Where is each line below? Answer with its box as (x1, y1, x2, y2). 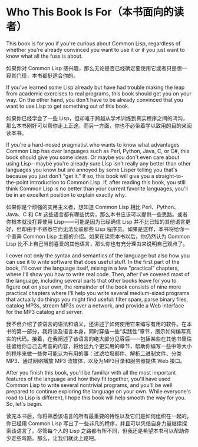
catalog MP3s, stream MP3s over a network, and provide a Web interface (6, 302, 184, 309)
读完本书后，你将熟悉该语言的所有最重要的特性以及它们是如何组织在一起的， (6, 412, 192, 419)
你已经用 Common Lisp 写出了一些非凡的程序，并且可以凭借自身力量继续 (6, 419, 182, 427)
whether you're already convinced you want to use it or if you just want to (6, 46, 185, 53)
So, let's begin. (6, 400, 43, 407)
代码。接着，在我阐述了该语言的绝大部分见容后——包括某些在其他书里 (16, 335, 187, 342)
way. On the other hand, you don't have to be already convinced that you (6, 96, 184, 103)
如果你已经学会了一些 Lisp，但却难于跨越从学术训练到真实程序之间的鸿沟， (6, 114, 189, 121)
